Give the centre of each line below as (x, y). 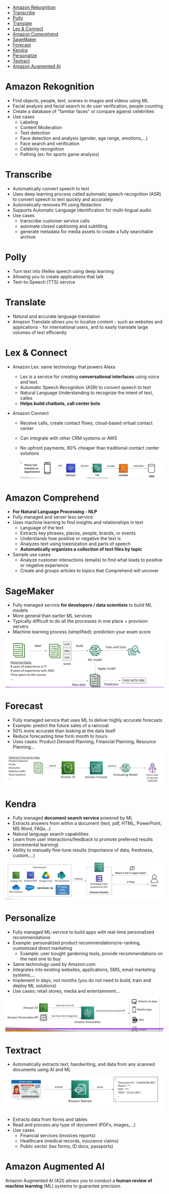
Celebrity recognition (42, 149)
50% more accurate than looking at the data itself (64, 731)
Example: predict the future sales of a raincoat (61, 725)
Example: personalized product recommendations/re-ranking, (77, 943)
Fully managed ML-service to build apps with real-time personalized (83, 932)
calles (26, 398)
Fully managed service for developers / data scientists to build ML (82, 605)
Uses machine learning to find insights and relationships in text (78, 522)
